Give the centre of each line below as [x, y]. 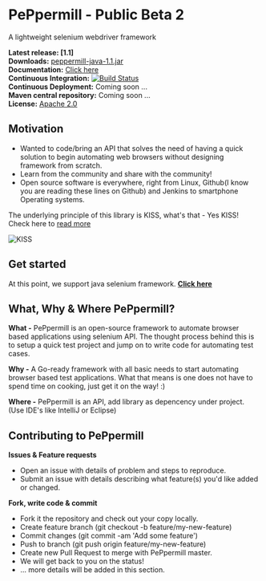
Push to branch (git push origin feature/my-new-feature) [113, 544]
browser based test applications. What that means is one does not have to [131, 378]
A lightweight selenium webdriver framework [82, 37]
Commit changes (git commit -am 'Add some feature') [109, 536]
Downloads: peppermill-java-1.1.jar [66, 61]
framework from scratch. [61, 165]
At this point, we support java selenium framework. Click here [110, 283]
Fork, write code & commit [53, 503]
